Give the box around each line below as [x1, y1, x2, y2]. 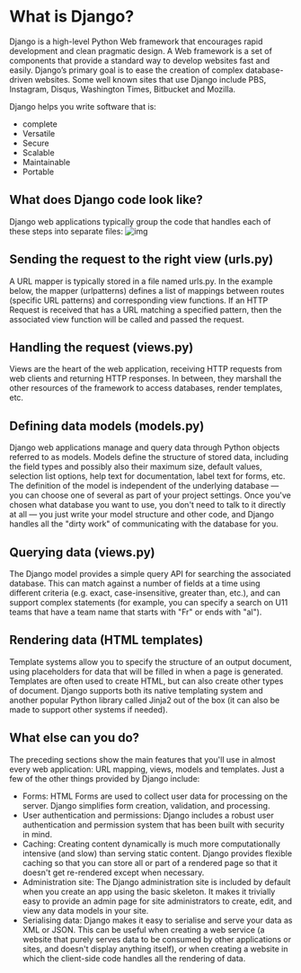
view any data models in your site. [22, 905, 149, 916]
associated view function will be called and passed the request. [9, 314, 244, 324]
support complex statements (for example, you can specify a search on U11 [9, 597, 288, 607]
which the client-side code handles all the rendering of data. [22, 952, 246, 963]
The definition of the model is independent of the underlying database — [9, 481, 279, 491]
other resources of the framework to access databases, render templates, [9, 383, 283, 394]
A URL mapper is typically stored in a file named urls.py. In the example [9, 276, 273, 287]
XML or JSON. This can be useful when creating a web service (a [22, 924, 265, 935]
